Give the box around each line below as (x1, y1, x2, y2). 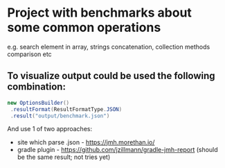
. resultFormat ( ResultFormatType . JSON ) (10, 106, 123, 112)
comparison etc (7, 50, 52, 58)
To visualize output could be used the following (7, 70, 216, 82)
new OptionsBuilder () (7, 99, 70, 106)
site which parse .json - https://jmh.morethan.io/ (17, 138, 155, 146)
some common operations (7, 19, 161, 35)
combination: (7, 81, 66, 93)
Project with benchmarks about (7, 5, 192, 21)
